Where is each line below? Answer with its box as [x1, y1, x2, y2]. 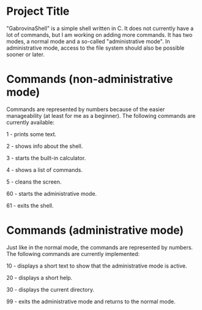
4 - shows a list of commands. [6, 166, 83, 173]
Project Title [6, 4, 70, 18]
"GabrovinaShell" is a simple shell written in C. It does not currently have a [6, 25, 194, 32]
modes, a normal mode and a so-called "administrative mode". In [6, 37, 170, 45]
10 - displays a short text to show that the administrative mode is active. [6, 262, 187, 269]
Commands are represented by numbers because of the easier [6, 106, 165, 113]
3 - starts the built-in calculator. [6, 154, 86, 161]
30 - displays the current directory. [6, 285, 95, 293]
